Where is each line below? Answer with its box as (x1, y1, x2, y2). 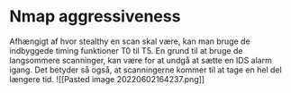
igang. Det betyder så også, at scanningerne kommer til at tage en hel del (9, 64, 282, 75)
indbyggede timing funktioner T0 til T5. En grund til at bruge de (9, 45, 243, 55)
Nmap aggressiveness (9, 6, 181, 27)
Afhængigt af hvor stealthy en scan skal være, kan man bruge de (9, 36, 250, 46)
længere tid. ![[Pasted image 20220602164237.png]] (9, 73, 205, 84)
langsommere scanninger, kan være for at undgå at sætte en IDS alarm (9, 55, 272, 65)
